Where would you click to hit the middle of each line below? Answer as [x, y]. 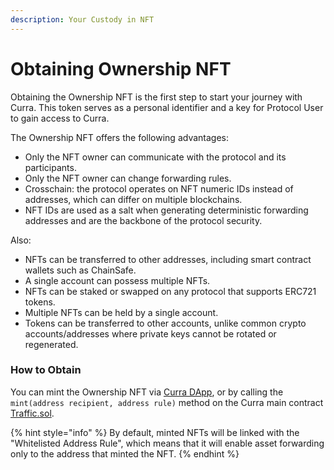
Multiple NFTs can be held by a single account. [121, 312]
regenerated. [51, 344]
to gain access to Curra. [60, 118]
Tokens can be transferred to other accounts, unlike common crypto [165, 323]
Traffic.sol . [32, 413]
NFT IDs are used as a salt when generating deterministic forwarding [166, 210]
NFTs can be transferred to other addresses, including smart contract [168, 259]
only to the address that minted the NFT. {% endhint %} [125, 453]
